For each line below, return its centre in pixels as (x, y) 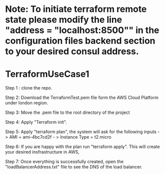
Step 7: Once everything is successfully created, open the (64, 162)
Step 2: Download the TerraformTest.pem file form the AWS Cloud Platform (82, 97)
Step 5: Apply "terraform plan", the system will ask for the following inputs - (82, 132)
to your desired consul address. (72, 51)
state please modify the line (64, 20)
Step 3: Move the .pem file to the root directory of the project (68, 112)
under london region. (27, 103)
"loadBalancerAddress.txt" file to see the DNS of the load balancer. (74, 167)
